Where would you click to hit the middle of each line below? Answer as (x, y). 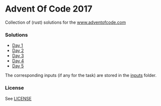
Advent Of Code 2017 (49, 9)
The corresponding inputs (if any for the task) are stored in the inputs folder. (81, 76)
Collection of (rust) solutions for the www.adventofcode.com (66, 22)
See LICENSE (18, 98)
